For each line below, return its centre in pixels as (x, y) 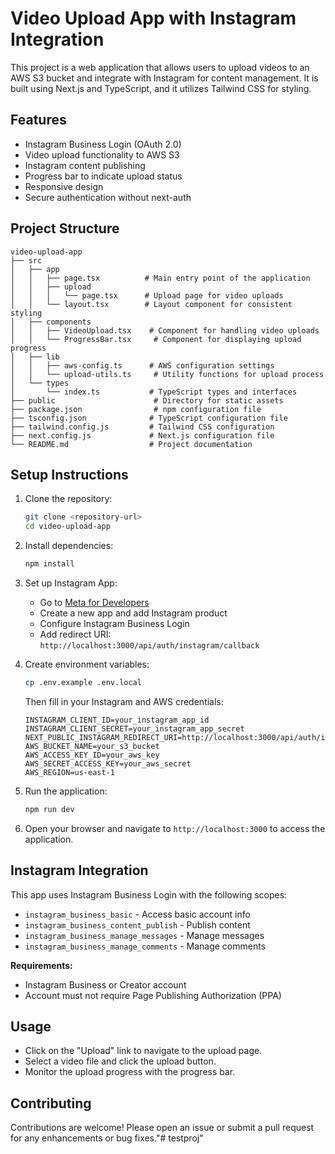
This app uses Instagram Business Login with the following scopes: (149, 894)
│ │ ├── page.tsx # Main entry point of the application (160, 278)
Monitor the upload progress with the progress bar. (130, 1072)
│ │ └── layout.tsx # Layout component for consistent (151, 304)
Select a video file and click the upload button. (120, 1061)
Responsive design (64, 186)
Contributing (51, 1103)
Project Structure (65, 228)
